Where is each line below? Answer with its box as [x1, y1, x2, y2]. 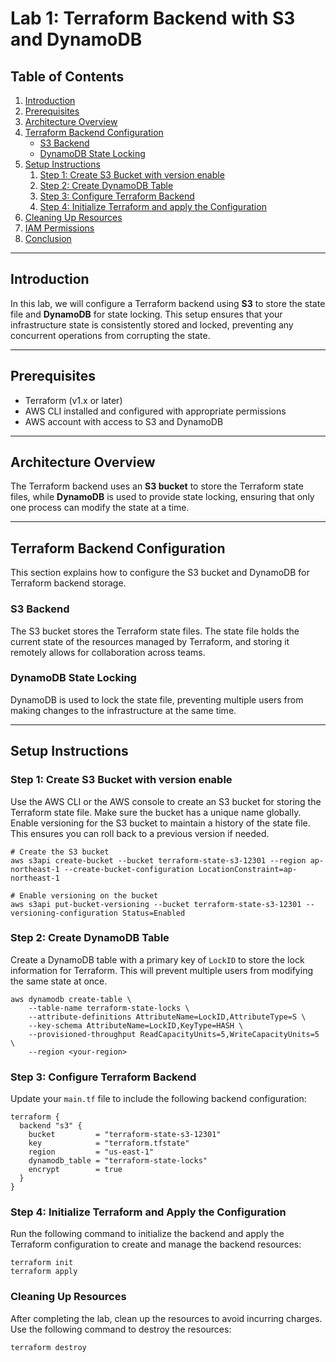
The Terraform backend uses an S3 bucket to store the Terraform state [10, 480, 304, 492]
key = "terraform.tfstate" [28, 1138, 190, 1149]
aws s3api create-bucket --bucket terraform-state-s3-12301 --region [10, 855, 307, 866]
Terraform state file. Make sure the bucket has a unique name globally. [10, 806, 302, 818]
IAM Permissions [24, 222, 95, 234]
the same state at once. [10, 975, 108, 987]
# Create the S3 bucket [10, 847, 110, 857]
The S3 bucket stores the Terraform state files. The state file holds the [10, 625, 300, 637]
